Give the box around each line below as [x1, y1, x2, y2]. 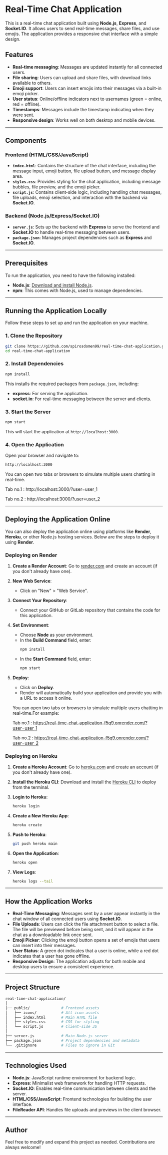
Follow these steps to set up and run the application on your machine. [5, 320, 149, 326]
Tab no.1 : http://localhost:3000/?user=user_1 [5, 486, 97, 492]
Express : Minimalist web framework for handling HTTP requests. [12, 1080, 146, 1086]
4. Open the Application [5, 441, 64, 448]
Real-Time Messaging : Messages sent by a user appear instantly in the [12, 911, 160, 917]
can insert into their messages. [12, 943, 76, 949]
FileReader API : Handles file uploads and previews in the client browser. [12, 1106, 161, 1112]
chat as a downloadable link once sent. [12, 932, 93, 938]
